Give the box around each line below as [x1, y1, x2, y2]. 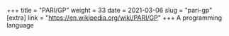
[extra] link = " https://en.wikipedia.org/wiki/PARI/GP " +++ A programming [6, 13, 223, 22]
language [6, 21, 34, 29]
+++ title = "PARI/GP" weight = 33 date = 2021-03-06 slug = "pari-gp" [6, 6, 213, 14]
